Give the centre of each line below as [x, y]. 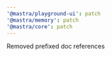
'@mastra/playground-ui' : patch [54, 14]
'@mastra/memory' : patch [43, 20]
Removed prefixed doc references [56, 47]
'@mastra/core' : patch [40, 26]
